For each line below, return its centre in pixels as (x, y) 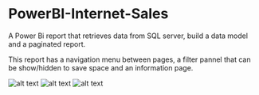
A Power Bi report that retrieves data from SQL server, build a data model (128, 36)
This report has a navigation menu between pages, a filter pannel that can (129, 59)
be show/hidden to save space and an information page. (101, 67)
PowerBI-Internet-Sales (88, 14)
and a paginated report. (47, 44)
